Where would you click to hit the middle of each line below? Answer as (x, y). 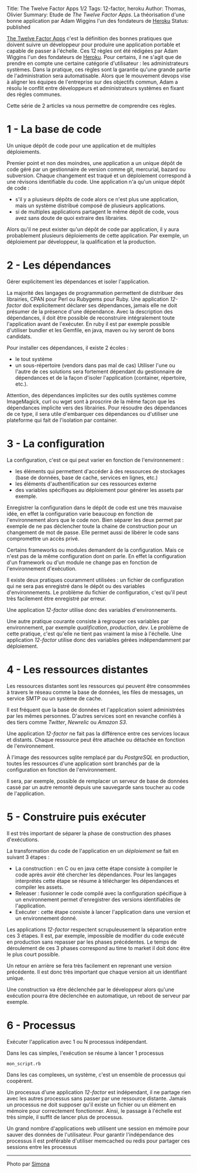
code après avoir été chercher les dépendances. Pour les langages (96, 875)
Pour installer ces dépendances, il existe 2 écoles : (68, 348)
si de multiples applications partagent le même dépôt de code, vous (97, 211)
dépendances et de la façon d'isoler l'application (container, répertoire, (101, 377)
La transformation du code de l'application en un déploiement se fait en (93, 851)
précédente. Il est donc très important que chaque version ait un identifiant (97, 972)
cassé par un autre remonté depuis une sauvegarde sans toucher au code (96, 787)
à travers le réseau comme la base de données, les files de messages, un (95, 692)
